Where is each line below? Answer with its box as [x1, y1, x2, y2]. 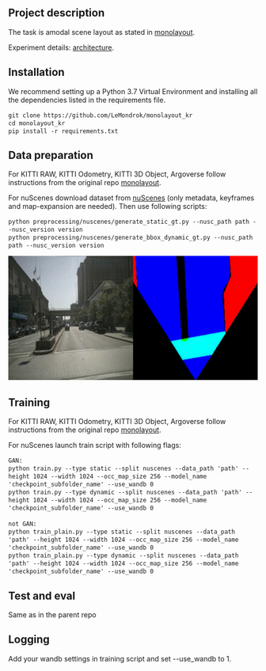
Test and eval [8, 589, 76, 602]
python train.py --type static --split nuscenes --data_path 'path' [8, 464, 239, 473]
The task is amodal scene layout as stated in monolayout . [8, 27, 196, 36]
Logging [8, 633, 50, 646]
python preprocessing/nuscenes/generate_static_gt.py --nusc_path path [8, 218, 249, 226]
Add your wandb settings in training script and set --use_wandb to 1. [8, 654, 232, 663]
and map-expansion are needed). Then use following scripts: [8, 202, 207, 211]
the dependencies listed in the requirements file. [8, 95, 166, 104]
